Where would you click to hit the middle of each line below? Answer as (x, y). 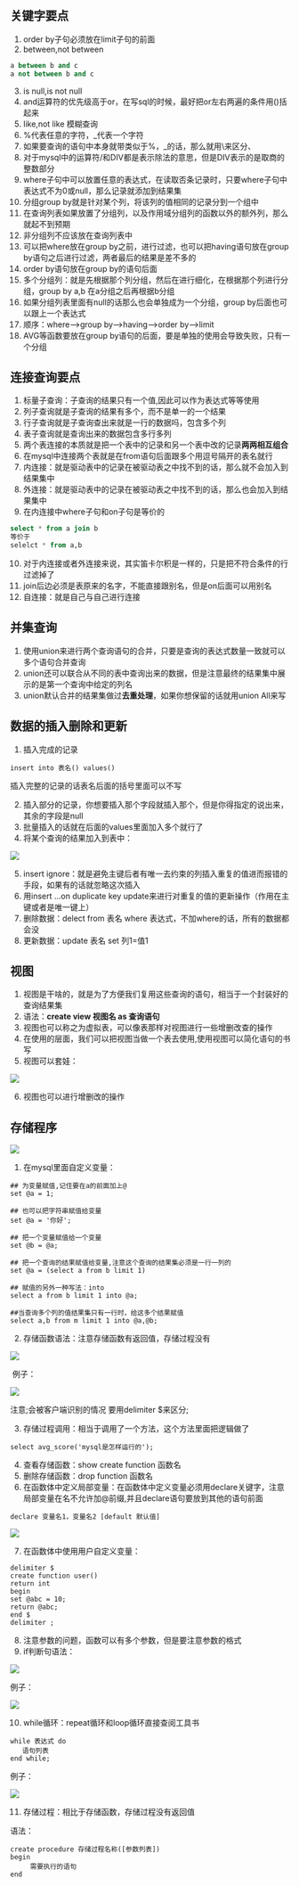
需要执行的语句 (53, 1867)
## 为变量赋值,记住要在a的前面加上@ (69, 1186)
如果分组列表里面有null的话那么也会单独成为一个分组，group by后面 (147, 302)
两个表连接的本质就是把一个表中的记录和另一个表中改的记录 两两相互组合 (155, 445)
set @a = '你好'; (41, 1221)
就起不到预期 (46, 224)
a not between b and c (52, 74)
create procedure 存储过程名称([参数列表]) (85, 1849)
